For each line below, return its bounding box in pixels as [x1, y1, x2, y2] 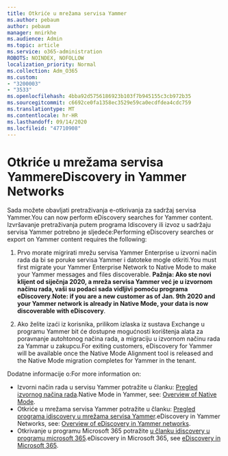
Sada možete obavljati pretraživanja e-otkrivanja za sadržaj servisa [7, 206, 197, 215]
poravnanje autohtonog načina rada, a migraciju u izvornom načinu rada [16, 335, 220, 343]
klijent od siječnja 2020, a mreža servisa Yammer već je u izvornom [16, 278, 213, 286]
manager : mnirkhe [7, 29, 57, 36]
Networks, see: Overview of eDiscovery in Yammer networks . [16, 420, 191, 428]
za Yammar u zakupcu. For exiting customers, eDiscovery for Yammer [16, 342, 213, 350]
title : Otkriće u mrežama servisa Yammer [7, 10, 127, 17]
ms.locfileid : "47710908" [7, 125, 81, 132]
